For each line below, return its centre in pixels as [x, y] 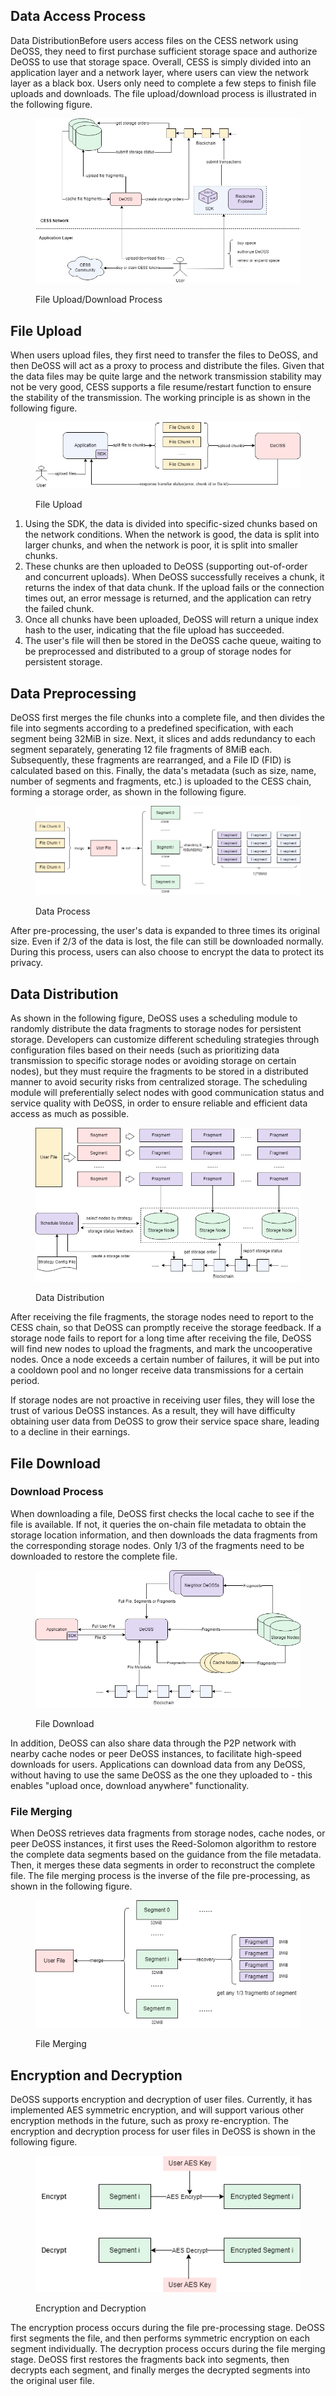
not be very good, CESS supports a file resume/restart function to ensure [161, 387]
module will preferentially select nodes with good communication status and [167, 1093]
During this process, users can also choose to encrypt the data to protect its [167, 952]
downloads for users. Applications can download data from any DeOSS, [158, 1764]
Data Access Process [78, 16]
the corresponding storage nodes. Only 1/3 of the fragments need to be [157, 1545]
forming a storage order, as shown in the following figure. [128, 792]
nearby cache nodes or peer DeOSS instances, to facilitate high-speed [156, 1753]
